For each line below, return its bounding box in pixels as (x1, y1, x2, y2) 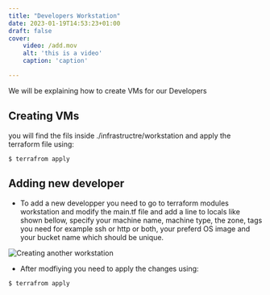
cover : (8, 34, 31, 43)
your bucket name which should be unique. (19, 232, 164, 242)
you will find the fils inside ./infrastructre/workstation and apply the (8, 131, 231, 140)
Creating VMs (8, 110, 80, 123)
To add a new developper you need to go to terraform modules (19, 198, 230, 208)
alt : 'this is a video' (23, 49, 103, 57)
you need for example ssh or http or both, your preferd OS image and (19, 223, 251, 234)
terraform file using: (8, 139, 75, 149)
